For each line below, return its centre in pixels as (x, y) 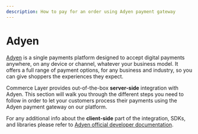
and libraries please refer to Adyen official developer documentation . (90, 125)
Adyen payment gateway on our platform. (57, 107)
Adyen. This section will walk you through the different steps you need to (95, 94)
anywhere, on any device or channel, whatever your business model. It (92, 63)
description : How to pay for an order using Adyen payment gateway (91, 12)
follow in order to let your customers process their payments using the (92, 100)
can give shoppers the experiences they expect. (65, 76)
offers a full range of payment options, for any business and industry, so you (99, 70)
